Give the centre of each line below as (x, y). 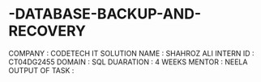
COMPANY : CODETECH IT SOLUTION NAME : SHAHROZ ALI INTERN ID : (131, 53)
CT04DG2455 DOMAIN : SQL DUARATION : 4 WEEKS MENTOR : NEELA (128, 62)
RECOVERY (47, 31)
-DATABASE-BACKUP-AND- (105, 14)
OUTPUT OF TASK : (41, 70)
